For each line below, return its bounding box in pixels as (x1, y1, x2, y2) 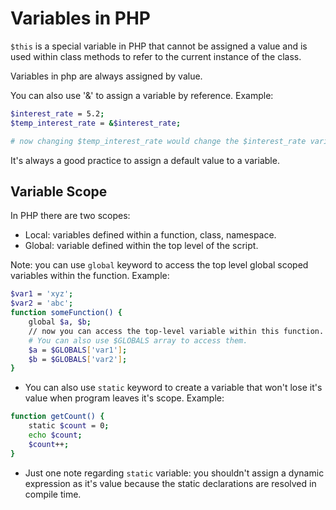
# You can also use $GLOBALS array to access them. (28, 335, 248, 346)
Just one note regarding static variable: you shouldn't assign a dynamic (24, 467, 325, 479)
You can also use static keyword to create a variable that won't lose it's (24, 382, 323, 394)
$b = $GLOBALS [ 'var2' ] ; (28, 354, 128, 364)
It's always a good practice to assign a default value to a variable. (10, 154, 280, 166)
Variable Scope (10, 183, 108, 200)
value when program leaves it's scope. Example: (24, 392, 225, 404)
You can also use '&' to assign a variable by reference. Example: (10, 89, 274, 101)
